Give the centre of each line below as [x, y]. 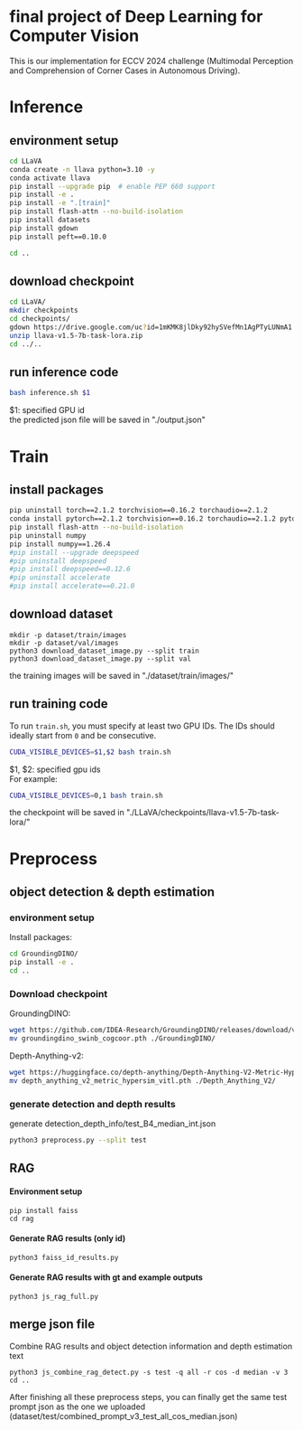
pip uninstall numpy [48, 535]
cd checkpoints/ [40, 319]
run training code [59, 704]
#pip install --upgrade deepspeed [74, 552]
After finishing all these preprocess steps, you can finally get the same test [148, 1397]
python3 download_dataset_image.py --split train [105, 651]
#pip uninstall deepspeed [58, 561]
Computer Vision [74, 36]
